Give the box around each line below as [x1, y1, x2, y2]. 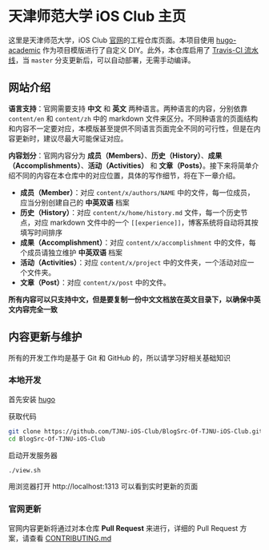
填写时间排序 [19, 227, 62, 237]
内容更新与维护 [8, 330, 82, 344]
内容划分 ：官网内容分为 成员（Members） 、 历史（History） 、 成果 [8, 150, 223, 160]
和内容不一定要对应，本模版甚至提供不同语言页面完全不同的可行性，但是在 [8, 123, 254, 133]
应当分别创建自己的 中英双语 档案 [19, 197, 130, 207]
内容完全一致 [14, 305, 58, 314]
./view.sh [8, 466, 42, 474]
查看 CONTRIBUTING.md [29, 533, 112, 543]
